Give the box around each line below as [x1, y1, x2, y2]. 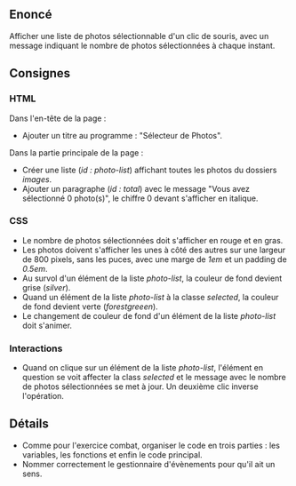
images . [21, 173, 52, 185]
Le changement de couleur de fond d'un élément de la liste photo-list [21, 310, 276, 321]
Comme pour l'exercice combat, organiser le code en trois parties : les [21, 440, 280, 450]
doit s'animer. [21, 320, 73, 331]
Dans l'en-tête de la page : [9, 113, 107, 123]
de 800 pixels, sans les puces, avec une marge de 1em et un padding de [21, 253, 287, 265]
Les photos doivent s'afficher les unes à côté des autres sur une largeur [21, 244, 286, 255]
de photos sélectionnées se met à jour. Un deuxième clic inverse [21, 381, 260, 392]
